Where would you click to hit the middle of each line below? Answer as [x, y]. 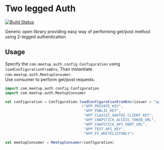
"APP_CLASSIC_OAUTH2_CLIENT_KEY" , [119, 115]
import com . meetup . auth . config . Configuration [52, 88]
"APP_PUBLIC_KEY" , [102, 111]
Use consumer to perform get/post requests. [50, 79]
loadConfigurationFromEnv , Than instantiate [49, 69]
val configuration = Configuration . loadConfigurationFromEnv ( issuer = [78, 102]
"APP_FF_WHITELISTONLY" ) [109, 133]
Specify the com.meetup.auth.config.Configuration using [63, 64]
